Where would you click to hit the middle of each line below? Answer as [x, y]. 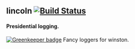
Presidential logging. [33, 26]
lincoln [19, 11]
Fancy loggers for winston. [96, 39]
